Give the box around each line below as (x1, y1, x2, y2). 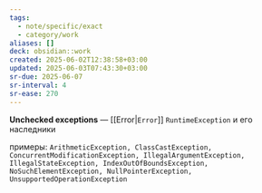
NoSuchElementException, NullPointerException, (9, 167, 193, 176)
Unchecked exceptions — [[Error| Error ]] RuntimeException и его (9, 114, 253, 125)
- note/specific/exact (17, 22, 103, 31)
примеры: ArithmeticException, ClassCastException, (9, 141, 213, 152)
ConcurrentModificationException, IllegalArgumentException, (9, 150, 246, 159)
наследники (9, 123, 56, 134)
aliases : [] (9, 38, 54, 48)
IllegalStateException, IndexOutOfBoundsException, (9, 159, 209, 168)
